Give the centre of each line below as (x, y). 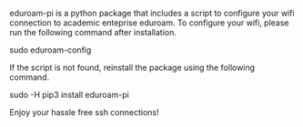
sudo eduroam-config (50, 50)
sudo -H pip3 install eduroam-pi (69, 95)
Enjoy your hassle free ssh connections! (84, 112)
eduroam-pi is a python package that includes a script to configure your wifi (152, 13)
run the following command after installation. (93, 32)
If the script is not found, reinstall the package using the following (132, 68)
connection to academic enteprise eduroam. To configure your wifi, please (149, 23)
